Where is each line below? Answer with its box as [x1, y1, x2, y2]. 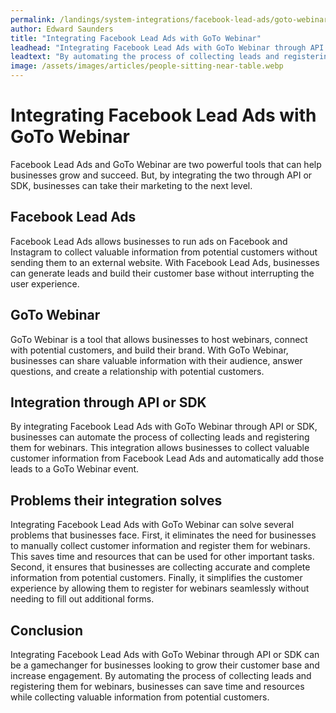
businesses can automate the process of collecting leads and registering [10, 431, 310, 443]
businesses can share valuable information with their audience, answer [10, 354, 303, 366]
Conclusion [10, 622, 84, 639]
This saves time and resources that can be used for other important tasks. [10, 551, 315, 563]
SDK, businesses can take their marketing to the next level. [10, 179, 253, 191]
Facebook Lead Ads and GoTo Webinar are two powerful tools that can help [10, 158, 322, 170]
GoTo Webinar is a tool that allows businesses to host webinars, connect [10, 333, 308, 345]
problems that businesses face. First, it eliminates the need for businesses [10, 529, 317, 541]
